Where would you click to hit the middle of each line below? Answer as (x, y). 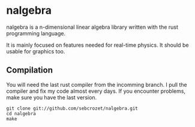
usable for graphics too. (36, 51)
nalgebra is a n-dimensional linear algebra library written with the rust (92, 27)
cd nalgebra (21, 114)
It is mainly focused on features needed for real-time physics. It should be (97, 45)
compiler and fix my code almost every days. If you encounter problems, (96, 91)
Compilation (29, 70)
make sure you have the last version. (52, 97)
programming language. (36, 33)
